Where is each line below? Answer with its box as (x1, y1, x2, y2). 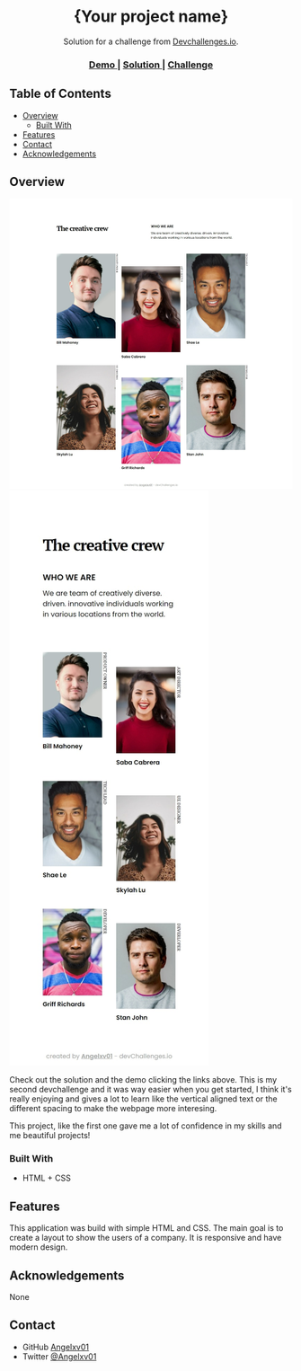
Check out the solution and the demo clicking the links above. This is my (9, 1075, 278, 1085)
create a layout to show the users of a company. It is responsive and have (9, 1233, 282, 1243)
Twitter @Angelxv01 (22, 1350, 97, 1362)
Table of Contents (9, 86, 112, 102)
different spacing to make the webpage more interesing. (9, 1103, 217, 1114)
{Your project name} (73, 6, 229, 27)
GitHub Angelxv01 (22, 1341, 90, 1352)
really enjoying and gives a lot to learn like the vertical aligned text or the (9, 1093, 278, 1104)
